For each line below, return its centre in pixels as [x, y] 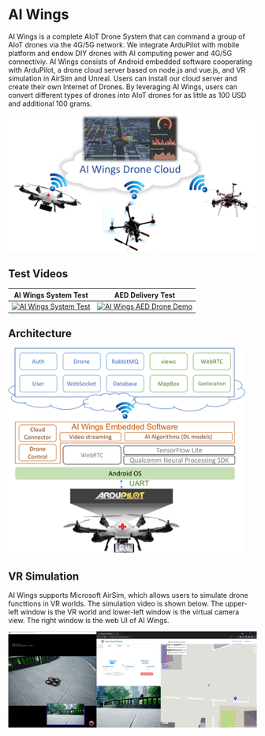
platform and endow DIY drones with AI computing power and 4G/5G [120, 53]
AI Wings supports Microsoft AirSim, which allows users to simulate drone [128, 595]
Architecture [40, 333]
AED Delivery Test [145, 295]
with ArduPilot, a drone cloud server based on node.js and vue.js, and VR [127, 69]
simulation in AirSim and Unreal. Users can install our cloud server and [123, 78]
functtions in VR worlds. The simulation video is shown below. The [116, 604]
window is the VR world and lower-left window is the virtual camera [129, 612]
